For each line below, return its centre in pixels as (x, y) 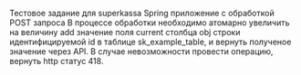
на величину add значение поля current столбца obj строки (125, 32)
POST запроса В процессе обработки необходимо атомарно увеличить (150, 23)
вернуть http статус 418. (57, 61)
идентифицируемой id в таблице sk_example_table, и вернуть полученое (150, 42)
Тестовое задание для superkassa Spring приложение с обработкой (142, 13)
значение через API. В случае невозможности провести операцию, (141, 52)
